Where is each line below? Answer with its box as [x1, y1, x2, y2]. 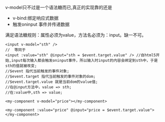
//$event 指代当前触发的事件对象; [5, 69, 70, 74]
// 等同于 [5, 47, 26, 52]
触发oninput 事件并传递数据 [12, 22, 70, 27]
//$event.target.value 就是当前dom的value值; [5, 79, 98, 84]
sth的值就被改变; [5, 63, 37, 68]
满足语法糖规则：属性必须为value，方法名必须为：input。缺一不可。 [5, 32, 146, 38]
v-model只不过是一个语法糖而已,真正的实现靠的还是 [5, 5, 113, 10]
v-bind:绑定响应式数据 [12, 15, 59, 21]
